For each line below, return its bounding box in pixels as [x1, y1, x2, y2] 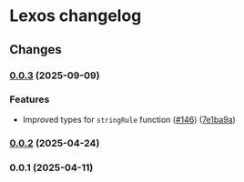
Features [9, 93, 50, 106]
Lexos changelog [9, 5, 142, 26]
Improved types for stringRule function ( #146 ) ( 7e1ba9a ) [22, 114, 237, 125]
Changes [9, 42, 62, 57]
